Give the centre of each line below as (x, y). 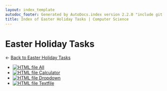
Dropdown (50, 78)
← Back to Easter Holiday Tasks (38, 57)
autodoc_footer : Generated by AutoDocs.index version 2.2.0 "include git (84, 14)
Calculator (49, 72)
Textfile (46, 83)
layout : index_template (30, 10)
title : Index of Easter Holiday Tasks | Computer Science (67, 19)
